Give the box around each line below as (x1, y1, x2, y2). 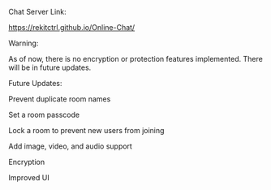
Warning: (8, 38, 39, 48)
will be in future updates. (8, 63, 92, 72)
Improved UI (8, 173, 50, 182)
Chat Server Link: (8, 7, 67, 16)
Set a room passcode (8, 110, 80, 119)
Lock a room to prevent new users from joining (8, 126, 165, 135)
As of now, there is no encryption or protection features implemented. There (8, 54, 264, 63)
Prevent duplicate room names (8, 94, 111, 104)
